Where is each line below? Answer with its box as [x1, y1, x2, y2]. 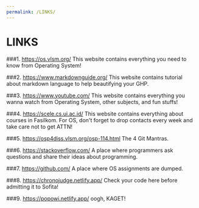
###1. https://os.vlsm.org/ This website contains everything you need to [6, 55, 187, 63]
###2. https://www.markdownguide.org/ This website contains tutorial [6, 74, 183, 81]
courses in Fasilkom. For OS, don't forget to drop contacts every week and [6, 116, 193, 123]
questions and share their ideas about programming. [6, 153, 138, 160]
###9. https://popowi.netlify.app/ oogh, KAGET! [6, 195, 126, 202]
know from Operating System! [6, 61, 82, 69]
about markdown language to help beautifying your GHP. [6, 80, 149, 87]
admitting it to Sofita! [6, 183, 59, 190]
